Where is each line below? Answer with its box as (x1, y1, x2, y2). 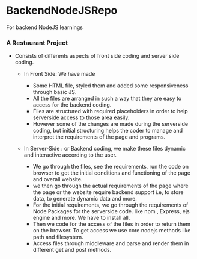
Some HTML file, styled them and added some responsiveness (32, 82, 189, 89)
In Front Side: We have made (23, 70, 95, 78)
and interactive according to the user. (23, 151, 117, 158)
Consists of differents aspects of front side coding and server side (14, 52, 180, 60)
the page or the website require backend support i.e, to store (32, 189, 184, 196)
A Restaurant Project (6, 39, 68, 47)
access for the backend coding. (32, 101, 112, 108)
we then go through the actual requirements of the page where (32, 182, 189, 190)
